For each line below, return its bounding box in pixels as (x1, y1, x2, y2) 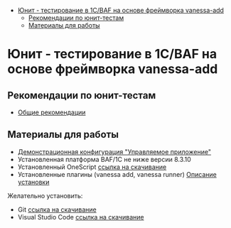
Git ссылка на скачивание (17, 205, 97, 214)
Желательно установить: (7, 191, 83, 200)
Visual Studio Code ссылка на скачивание (17, 212, 144, 221)
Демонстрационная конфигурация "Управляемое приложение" (17, 147, 212, 156)
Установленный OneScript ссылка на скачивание (17, 163, 167, 171)
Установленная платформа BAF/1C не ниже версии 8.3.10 (17, 155, 192, 163)
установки (17, 178, 50, 186)
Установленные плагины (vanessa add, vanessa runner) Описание (17, 170, 217, 178)
